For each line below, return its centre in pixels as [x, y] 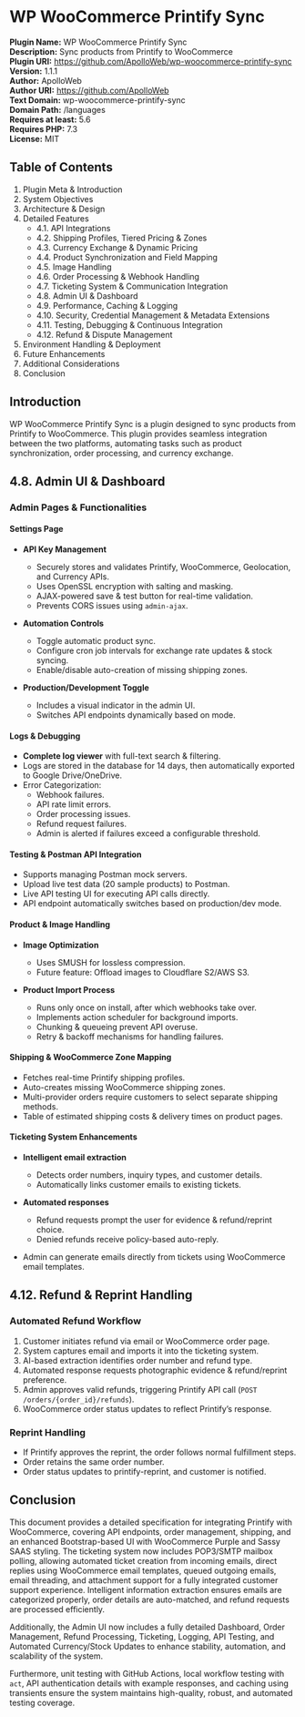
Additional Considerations [71, 363]
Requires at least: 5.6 [50, 119]
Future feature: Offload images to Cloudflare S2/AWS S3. [143, 972]
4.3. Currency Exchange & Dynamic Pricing [117, 247]
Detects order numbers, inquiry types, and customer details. [149, 1175]
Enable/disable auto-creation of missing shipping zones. [142, 670]
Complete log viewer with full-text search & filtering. [122, 756]
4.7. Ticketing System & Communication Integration [132, 286]
